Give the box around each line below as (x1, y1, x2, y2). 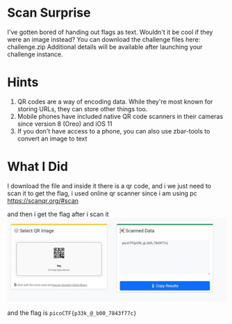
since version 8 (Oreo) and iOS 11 (17, 120, 113, 128)
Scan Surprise (7, 5, 91, 21)
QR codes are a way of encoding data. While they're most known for (17, 97, 213, 106)
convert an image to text (17, 134, 88, 143)
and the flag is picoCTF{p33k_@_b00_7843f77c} (7, 308, 137, 317)
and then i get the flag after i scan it (7, 210, 109, 218)
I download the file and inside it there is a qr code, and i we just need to (7, 181, 212, 190)
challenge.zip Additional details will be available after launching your (7, 42, 203, 51)
